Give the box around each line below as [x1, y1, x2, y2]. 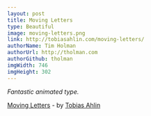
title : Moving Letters [7, 17, 73, 24]
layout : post [7, 10, 45, 17]
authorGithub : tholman [7, 56, 73, 63]
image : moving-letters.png [7, 29, 86, 37]
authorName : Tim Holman [7, 42, 77, 49]
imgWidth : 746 [7, 62, 49, 69]
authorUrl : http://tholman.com [7, 49, 98, 56]
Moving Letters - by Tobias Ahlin [7, 101, 101, 109]
